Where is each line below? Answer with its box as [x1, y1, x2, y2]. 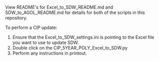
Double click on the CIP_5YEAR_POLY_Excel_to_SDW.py [12, 45, 128, 50]
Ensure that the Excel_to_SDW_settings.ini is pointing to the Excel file [12, 34, 154, 40]
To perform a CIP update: [5, 24, 57, 30]
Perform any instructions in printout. [12, 50, 87, 56]
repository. [5, 15, 27, 20]
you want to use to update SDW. [12, 39, 79, 45]
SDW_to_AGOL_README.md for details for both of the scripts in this [5, 9, 145, 15]
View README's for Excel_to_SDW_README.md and [5, 4, 113, 10]
